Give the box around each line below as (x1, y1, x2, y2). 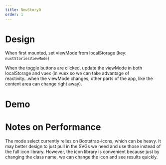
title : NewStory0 (5, 7, 41, 12)
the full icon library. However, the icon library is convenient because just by (5, 148, 160, 154)
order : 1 (5, 12, 23, 17)
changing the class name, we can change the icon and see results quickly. (5, 153, 158, 160)
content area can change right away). (5, 81, 82, 87)
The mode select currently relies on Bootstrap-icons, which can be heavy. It (5, 138, 161, 144)
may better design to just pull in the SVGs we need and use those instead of (5, 143, 161, 149)
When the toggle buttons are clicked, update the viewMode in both (5, 65, 143, 71)
